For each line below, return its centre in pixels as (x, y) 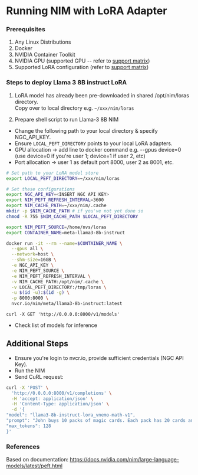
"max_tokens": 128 (29, 426)
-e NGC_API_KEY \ (33, 266)
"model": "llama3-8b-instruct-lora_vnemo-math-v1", (71, 415)
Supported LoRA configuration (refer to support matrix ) (82, 67)
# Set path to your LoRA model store (52, 173)
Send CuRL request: (39, 376)
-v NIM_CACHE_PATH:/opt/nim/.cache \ (58, 281)
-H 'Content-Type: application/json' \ (60, 404)
